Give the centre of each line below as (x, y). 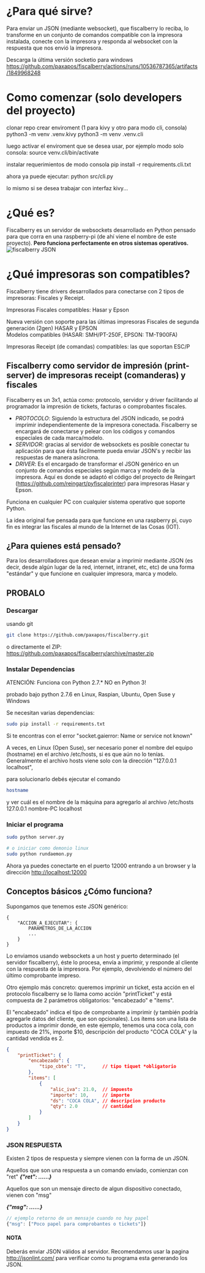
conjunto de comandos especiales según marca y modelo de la (95, 470)
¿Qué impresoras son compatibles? (99, 274)
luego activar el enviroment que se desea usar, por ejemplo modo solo (95, 146)
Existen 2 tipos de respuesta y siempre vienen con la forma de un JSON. (98, 1158)
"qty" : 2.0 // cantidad (91, 1106)
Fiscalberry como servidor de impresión (84, 366)
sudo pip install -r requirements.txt (56, 724)
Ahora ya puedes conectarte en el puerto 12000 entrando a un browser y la (101, 866)
